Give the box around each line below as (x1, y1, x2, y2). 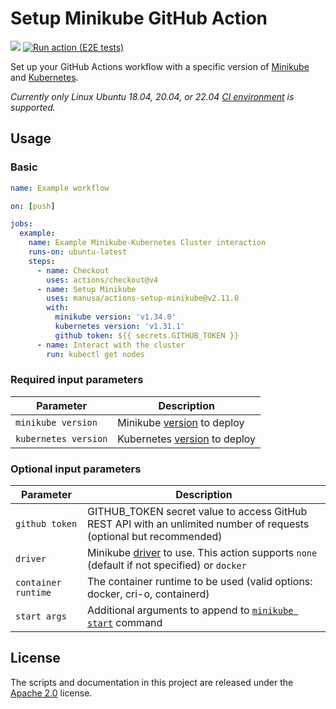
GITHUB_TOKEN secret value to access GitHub (87, 505, 308, 519)
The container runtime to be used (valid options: (87, 575, 313, 589)
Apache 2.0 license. (10, 687, 93, 699)
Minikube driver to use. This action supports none (87, 546, 318, 560)
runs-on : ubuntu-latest (28, 247, 128, 257)
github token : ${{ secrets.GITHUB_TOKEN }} (54, 330, 240, 341)
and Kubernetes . (10, 71, 79, 83)
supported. (10, 101, 56, 113)
